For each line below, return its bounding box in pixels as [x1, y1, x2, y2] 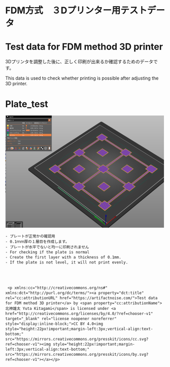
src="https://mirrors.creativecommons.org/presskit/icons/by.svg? [5, 352, 149, 357]
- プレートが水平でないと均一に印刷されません [5, 244, 89, 250]
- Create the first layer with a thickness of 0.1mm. [5, 254, 122, 260]
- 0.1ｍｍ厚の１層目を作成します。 [5, 239, 70, 244]
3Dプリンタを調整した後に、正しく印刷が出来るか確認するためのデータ [5, 59, 154, 65]
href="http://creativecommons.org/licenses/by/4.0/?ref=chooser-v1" [5, 311, 153, 316]
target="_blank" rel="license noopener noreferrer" [5, 316, 117, 321]
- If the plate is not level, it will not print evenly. [5, 259, 128, 265]
